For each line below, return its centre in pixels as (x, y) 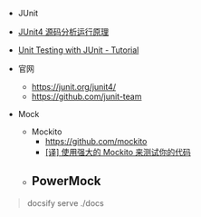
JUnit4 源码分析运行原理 (63, 32)
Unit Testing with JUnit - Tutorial (78, 50)
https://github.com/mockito (96, 141)
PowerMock (66, 181)
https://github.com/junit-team (86, 96)
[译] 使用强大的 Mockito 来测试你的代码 (118, 152)
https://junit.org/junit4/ (73, 87)
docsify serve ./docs (65, 202)
